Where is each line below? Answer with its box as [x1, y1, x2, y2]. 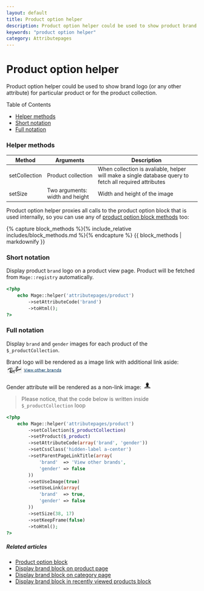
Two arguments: [47, 186, 87, 194]
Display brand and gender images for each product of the [6, 340, 148, 347]
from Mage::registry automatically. [6, 274, 94, 281]
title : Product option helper [6, 16, 83, 23]
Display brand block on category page [15, 572, 111, 579]
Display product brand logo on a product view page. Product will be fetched [6, 267, 195, 274]
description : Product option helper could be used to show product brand [6, 23, 197, 29]
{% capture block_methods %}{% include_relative [6, 225, 132, 232]
